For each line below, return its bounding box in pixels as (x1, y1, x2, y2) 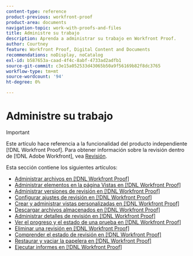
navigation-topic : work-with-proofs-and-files (6, 25, 122, 31)
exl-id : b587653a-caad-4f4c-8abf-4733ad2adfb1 (6, 57, 122, 63)
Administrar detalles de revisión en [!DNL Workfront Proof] (14, 212, 156, 219)
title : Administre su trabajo (6, 30, 80, 36)
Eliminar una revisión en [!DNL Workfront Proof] (14, 224, 130, 231)
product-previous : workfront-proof (6, 14, 93, 20)
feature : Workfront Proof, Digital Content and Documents (6, 47, 150, 53)
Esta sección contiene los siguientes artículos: (6, 164, 118, 171)
